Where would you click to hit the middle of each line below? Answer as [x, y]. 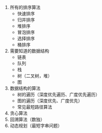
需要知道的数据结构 [29, 51]
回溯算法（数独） [27, 119]
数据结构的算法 [25, 88]
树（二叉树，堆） [35, 76]
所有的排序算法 [25, 7]
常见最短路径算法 [35, 107]
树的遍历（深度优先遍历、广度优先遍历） [58, 94]
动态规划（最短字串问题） [36, 126]
